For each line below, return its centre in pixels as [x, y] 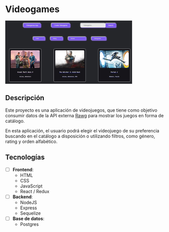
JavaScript [31, 186]
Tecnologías [25, 157]
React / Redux [35, 191]
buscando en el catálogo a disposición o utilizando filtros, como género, [80, 136]
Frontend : [23, 169]
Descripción [25, 98]
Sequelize [31, 213]
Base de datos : [28, 218]
